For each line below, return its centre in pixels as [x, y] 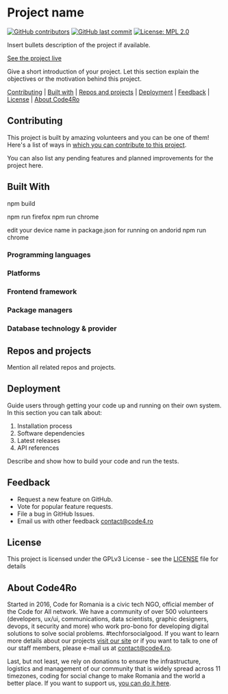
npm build [21, 203]
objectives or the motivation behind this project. [74, 79]
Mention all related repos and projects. [62, 367]
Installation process [45, 426]
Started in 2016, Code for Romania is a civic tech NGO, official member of [111, 604]
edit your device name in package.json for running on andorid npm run [107, 230]
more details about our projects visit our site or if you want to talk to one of [112, 641]
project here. [25, 165]
